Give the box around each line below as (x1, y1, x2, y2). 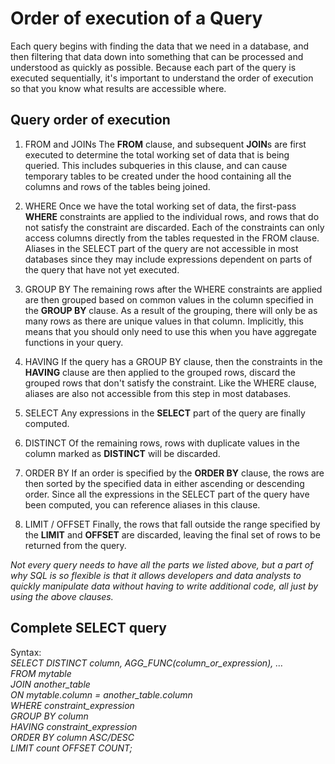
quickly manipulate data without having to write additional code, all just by (10, 580, 319, 592)
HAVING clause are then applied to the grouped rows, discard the (24, 366, 297, 378)
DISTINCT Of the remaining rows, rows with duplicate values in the (24, 437, 300, 449)
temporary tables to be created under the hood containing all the (24, 170, 292, 182)
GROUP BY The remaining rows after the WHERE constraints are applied (24, 283, 323, 295)
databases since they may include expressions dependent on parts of (24, 253, 313, 265)
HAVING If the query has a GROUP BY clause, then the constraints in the (24, 355, 323, 367)
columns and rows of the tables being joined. (24, 180, 211, 192)
